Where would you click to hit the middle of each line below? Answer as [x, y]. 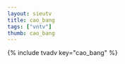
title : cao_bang [31, 20]
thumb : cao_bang [31, 33]
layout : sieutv [30, 14]
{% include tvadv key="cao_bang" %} [63, 53]
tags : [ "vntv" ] [30, 26]
